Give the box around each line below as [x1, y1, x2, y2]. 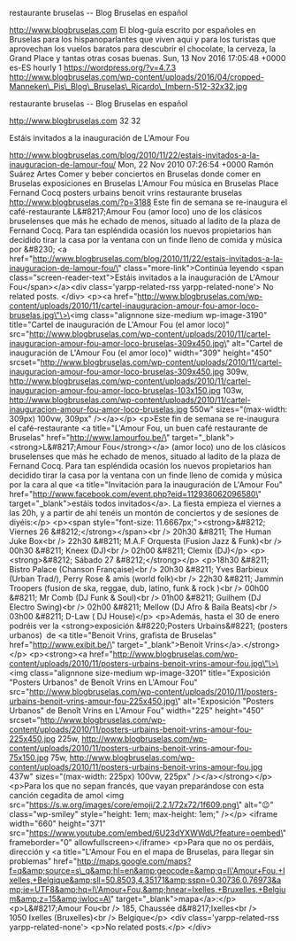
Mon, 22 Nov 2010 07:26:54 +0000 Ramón [118, 159, 274, 169]
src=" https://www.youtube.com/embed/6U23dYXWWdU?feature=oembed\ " [9, 828, 287, 838]
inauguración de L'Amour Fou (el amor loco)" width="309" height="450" [9, 347, 272, 358]
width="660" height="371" [9, 819, 106, 828]
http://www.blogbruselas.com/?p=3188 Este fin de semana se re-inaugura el [9, 197, 288, 207]
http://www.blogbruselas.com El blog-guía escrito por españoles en [9, 25, 256, 35]
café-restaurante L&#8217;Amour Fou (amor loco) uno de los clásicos [9, 206, 262, 216]
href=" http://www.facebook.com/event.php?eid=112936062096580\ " [9, 489, 262, 499]
